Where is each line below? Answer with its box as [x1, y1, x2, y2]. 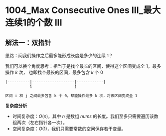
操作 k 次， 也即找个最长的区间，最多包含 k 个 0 [5, 69, 103, 75]
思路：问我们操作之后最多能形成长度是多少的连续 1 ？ [5, 53, 113, 58]
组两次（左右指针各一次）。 [12, 120, 67, 125]
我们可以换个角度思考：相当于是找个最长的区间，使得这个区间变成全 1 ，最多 [5, 63, 161, 69]
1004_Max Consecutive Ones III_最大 [5, 4, 161, 16]
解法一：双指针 [5, 38, 51, 47]
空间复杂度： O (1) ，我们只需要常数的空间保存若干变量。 [12, 126, 126, 132]
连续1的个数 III [5, 17, 62, 28]
